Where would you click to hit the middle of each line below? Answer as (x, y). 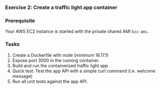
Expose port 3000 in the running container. (56, 60)
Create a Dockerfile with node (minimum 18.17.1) (60, 55)
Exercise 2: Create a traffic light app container (61, 7)
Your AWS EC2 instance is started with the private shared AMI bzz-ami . (77, 32)
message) (22, 76)
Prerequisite (20, 20)
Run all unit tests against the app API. (50, 81)
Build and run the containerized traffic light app (60, 65)
